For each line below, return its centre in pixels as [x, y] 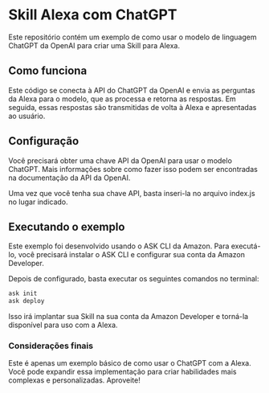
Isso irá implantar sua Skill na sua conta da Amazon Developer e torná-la [128, 317]
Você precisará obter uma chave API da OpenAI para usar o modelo [120, 160]
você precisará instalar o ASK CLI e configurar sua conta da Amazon [131, 255]
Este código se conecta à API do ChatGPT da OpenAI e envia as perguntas [132, 90]
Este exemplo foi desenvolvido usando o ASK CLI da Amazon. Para [119, 246]
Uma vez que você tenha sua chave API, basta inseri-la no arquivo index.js [132, 193]
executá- [246, 246]
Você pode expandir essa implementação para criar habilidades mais [122, 372]
